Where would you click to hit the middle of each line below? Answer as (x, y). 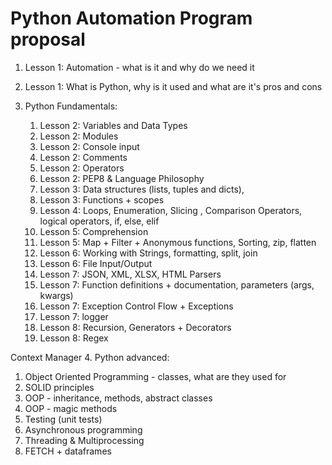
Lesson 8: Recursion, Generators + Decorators (135, 327)
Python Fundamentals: (71, 106)
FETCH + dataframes (68, 451)
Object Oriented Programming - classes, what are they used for (155, 376)
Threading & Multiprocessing (84, 440)
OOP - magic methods (71, 408)
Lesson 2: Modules (79, 136)
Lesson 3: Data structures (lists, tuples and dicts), (142, 189)
